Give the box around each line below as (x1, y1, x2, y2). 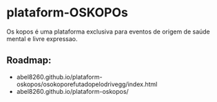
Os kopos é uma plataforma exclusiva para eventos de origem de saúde (6, 27, 211, 36)
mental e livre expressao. (6, 34, 78, 42)
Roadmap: (6, 55, 52, 66)
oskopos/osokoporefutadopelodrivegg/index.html (16, 80, 158, 88)
